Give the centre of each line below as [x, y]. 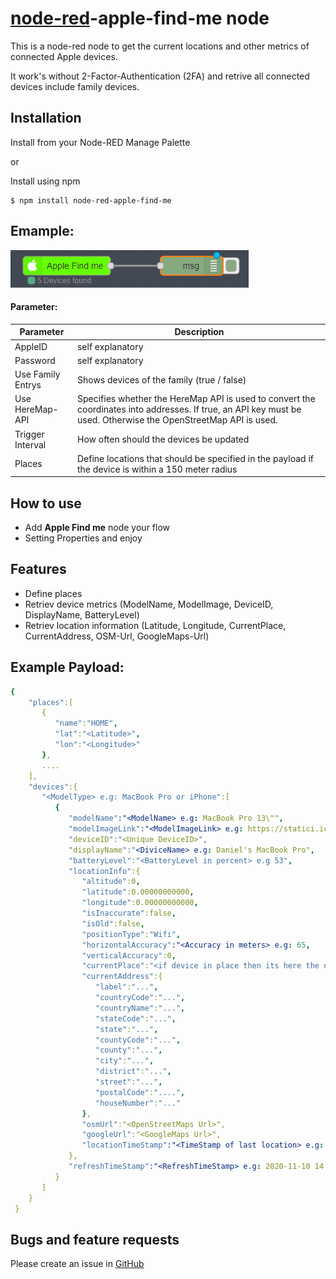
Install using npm [45, 181]
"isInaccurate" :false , [129, 913]
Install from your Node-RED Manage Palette [100, 142]
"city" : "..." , [125, 1061]
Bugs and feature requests [95, 1239]
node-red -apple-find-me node [140, 18]
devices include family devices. [75, 86]
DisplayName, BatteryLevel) [82, 614]
